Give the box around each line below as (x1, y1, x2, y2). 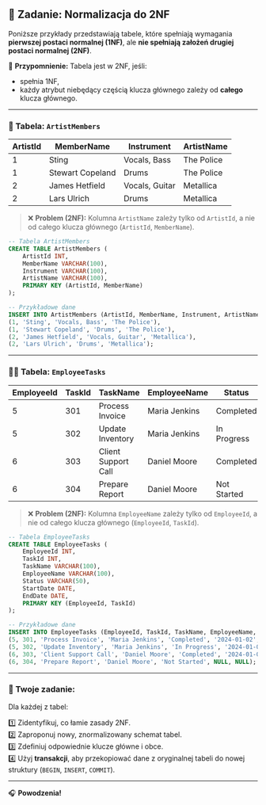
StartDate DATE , (22, 584, 77, 593)
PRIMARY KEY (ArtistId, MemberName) (22, 282, 144, 290)
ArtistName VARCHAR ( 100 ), (22, 274, 108, 282)
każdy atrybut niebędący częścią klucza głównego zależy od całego (19, 85, 244, 94)
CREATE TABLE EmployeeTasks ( (8, 540, 108, 548)
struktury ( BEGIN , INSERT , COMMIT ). (8, 765, 116, 774)
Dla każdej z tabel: (8, 702, 69, 712)
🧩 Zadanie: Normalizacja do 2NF (8, 8, 170, 21)
